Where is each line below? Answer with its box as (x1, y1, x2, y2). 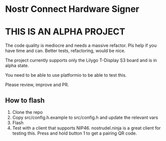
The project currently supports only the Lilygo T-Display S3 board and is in (5, 57, 157, 63)
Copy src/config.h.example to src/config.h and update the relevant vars (12, 114, 158, 120)
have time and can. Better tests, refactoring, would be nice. (5, 48, 126, 54)
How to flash (5, 96, 45, 104)
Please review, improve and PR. (5, 82, 69, 88)
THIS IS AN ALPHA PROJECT (5, 26, 125, 38)
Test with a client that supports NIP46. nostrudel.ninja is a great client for (12, 125, 161, 131)
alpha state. (5, 63, 29, 69)
